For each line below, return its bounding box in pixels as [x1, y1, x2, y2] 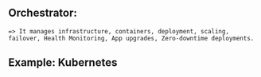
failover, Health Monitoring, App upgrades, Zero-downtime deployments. [8, 34, 255, 42]
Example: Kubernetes [8, 56, 118, 70]
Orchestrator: [8, 6, 77, 20]
